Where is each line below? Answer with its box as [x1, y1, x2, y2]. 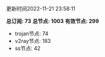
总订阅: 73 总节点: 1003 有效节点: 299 [6, 18, 99, 25]
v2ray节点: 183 [14, 38, 51, 44]
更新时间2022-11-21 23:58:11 [6, 5, 76, 12]
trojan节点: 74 [14, 30, 49, 37]
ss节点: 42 [14, 45, 41, 52]
